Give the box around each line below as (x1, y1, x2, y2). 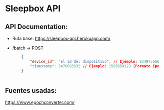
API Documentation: (5, 23, 68, 31)
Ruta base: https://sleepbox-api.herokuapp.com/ (12, 35, 111, 41)
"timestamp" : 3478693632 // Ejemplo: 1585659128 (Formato (30, 63, 151, 69)
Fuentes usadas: (5, 86, 57, 95)
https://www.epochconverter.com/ (5, 99, 75, 106)
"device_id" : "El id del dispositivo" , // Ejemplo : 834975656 (30, 59, 160, 64)
